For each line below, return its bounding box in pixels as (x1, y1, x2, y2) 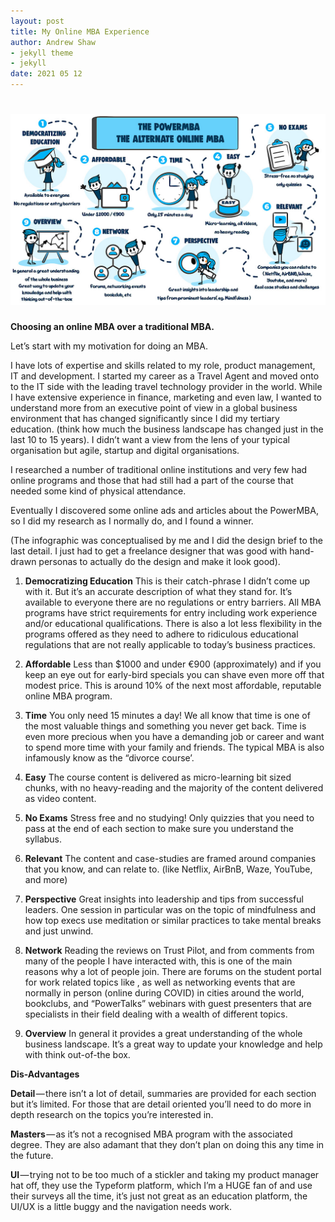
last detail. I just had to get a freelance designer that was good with (10, 545, 288, 557)
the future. (10, 1150, 54, 1162)
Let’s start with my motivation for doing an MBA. (10, 340, 208, 352)
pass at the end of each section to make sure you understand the (24, 823, 295, 835)
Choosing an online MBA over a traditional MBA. (10, 321, 215, 333)
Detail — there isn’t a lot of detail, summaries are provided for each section (10, 1088, 317, 1100)
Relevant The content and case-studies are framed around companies (24, 853, 317, 865)
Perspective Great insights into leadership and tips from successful (24, 893, 304, 905)
